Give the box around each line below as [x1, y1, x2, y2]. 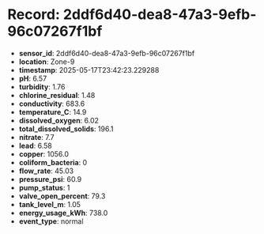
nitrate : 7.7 [18, 132, 55, 142]
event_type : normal [18, 216, 84, 226]
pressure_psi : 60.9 [18, 174, 82, 183]
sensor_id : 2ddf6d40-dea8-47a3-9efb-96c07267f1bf [18, 48, 195, 58]
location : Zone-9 [18, 57, 75, 66]
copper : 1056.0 [18, 149, 69, 159]
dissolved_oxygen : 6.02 [18, 115, 100, 125]
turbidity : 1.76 [18, 81, 66, 92]
